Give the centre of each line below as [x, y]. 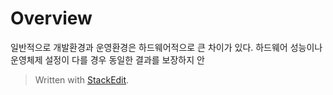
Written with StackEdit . [82, 79]
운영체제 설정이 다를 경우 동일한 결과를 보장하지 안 [107, 59]
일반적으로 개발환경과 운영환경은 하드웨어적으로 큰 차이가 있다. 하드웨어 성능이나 [166, 47]
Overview [51, 18]
